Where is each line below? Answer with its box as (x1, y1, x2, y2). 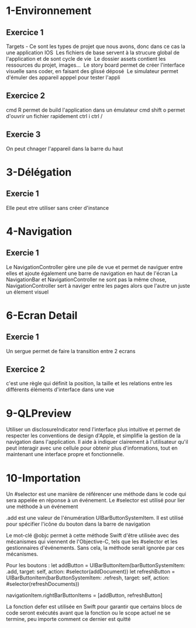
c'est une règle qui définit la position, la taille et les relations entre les (6, 380, 173, 387)
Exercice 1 (6, 27, 44, 37)
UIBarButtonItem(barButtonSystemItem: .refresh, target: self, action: (6, 574, 170, 581)
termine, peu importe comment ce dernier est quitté (6, 616, 131, 623)
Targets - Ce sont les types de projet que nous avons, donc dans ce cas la (6, 43, 185, 50)
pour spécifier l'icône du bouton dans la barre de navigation (6, 520, 151, 527)
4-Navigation (6, 225, 72, 238)
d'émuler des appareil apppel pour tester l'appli (6, 74, 121, 81)
